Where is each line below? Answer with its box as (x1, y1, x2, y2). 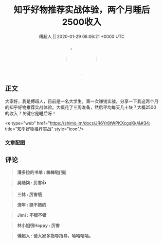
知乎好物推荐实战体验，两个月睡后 (13, 4, 150, 16)
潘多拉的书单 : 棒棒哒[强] (17, 170, 67, 175)
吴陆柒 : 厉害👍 (17, 180, 47, 186)
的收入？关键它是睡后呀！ (5, 110, 56, 116)
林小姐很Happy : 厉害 (17, 223, 60, 228)
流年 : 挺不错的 (17, 202, 47, 208)
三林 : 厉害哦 (17, 191, 42, 197)
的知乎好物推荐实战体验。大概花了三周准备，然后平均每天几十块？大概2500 (5, 104, 157, 110)
